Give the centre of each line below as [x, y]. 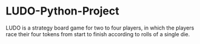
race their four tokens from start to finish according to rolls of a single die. [98, 34]
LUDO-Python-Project [62, 11]
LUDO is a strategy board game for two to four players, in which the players [100, 28]
